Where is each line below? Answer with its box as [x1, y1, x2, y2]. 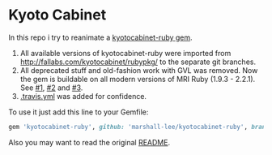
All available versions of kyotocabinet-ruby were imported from [19, 48, 232, 58]
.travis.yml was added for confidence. [19, 91, 147, 101]
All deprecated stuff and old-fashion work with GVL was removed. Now [19, 65, 258, 75]
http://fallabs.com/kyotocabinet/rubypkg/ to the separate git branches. [19, 57, 257, 67]
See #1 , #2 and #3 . [19, 83, 83, 93]
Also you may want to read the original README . [8, 137, 171, 147]
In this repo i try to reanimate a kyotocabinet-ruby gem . [8, 32, 193, 42]
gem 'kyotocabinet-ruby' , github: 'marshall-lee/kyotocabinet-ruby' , [8, 123, 249, 131]
